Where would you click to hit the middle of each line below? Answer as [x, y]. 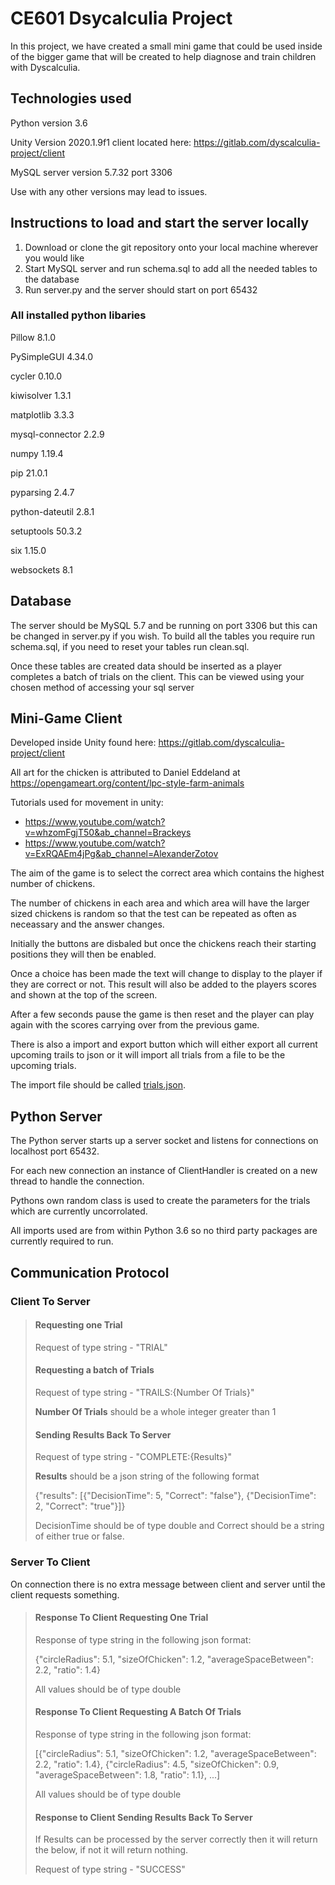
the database [52, 279]
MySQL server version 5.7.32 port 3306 [91, 172]
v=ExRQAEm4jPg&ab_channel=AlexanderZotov [121, 854]
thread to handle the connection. [77, 1181]
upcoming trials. [43, 1066]
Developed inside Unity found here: [83, 743]
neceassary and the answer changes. [87, 924]
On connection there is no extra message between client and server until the [168, 1584]
